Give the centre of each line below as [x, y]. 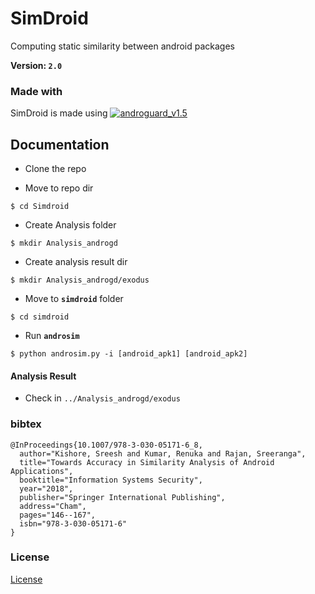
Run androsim [52, 336]
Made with [36, 91]
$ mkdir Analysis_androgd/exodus [80, 280]
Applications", [42, 471]
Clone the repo [55, 169]
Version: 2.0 [36, 65]
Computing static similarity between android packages [122, 46]
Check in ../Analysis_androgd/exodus [102, 398]
